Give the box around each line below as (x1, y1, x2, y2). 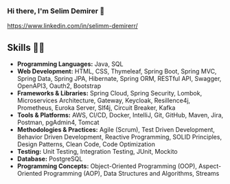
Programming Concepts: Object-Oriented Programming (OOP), (16, 162, 198, 170)
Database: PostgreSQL (16, 154, 83, 163)
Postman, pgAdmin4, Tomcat (16, 118, 100, 126)
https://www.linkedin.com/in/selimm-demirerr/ (7, 22, 139, 30)
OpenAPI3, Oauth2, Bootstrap (16, 82, 102, 90)
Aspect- (198, 162, 222, 170)
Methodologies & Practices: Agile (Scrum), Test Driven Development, (16, 126, 215, 134)
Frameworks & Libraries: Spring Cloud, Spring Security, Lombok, (16, 89, 203, 97)
